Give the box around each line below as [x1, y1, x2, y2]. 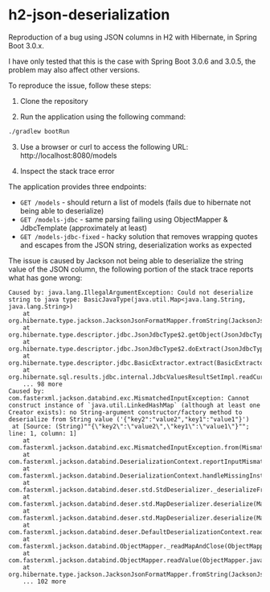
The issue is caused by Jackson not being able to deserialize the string [8, 255, 243, 265]
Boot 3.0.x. [8, 40, 44, 50]
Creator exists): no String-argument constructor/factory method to [8, 408, 243, 416]
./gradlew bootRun [8, 127, 70, 135]
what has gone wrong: [8, 272, 83, 283]
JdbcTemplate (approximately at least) [19, 223, 147, 233]
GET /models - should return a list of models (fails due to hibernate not [19, 197, 252, 207]
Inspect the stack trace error [19, 166, 115, 176]
